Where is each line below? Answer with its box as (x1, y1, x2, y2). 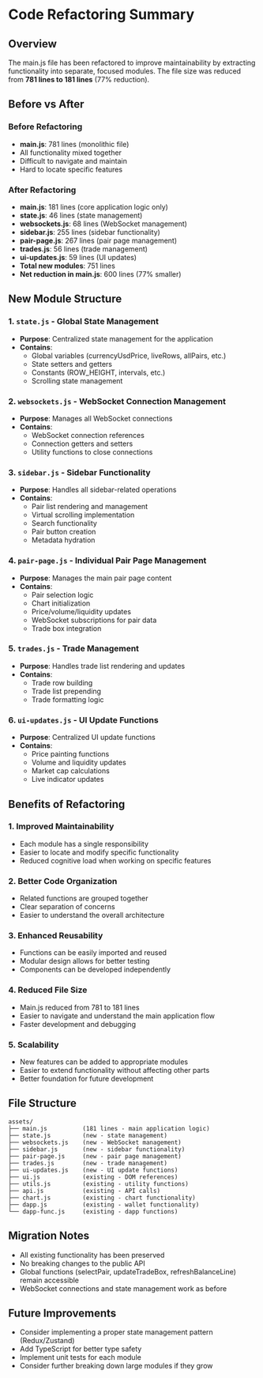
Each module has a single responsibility (19, 839, 148, 848)
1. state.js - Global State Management (8, 316, 160, 327)
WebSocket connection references (31, 430, 145, 440)
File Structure (8, 1097, 77, 1110)
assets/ (8, 1117, 34, 1126)
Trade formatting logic (31, 694, 104, 704)
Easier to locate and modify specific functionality (19, 848, 179, 857)
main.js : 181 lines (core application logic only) (19, 202, 168, 211)
